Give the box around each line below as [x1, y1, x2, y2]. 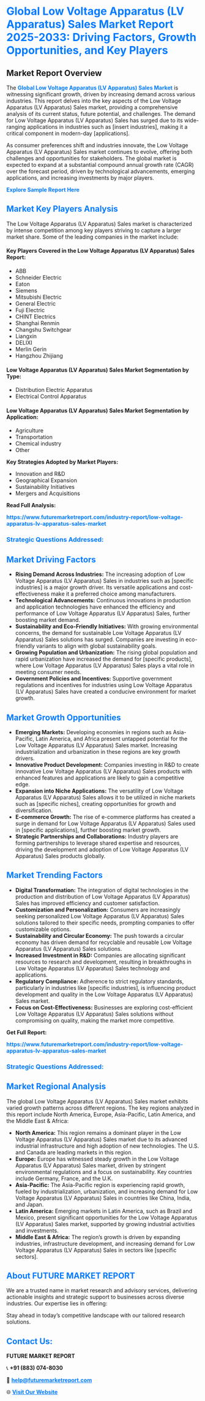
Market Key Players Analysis [6, 204, 118, 214]
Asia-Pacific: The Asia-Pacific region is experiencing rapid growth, [15, 1181, 185, 1188]
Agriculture [15, 427, 44, 434]
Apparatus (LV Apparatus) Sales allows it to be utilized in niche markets [15, 793, 196, 801]
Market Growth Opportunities [6, 712, 121, 723]
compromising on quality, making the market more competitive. [15, 1016, 175, 1024]
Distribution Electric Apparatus [15, 386, 93, 394]
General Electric [15, 300, 56, 307]
